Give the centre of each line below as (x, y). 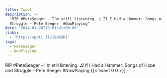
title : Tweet (19, 10)
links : (12, 33)
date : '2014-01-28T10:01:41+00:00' (42, 28)
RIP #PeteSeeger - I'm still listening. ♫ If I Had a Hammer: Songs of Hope (80, 65)
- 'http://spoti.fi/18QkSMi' (40, 38)
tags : (11, 42)
